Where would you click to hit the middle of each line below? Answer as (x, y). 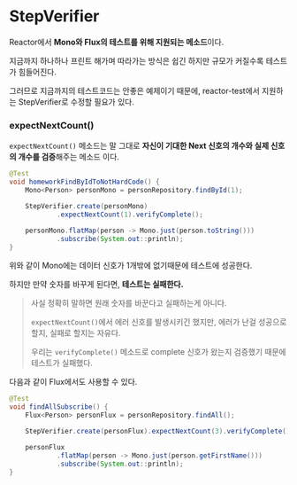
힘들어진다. (38, 72)
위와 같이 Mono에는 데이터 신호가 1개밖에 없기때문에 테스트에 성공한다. (131, 266)
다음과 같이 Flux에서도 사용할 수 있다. (73, 382)
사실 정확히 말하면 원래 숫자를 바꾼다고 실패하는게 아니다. (129, 303)
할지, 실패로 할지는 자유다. (76, 333)
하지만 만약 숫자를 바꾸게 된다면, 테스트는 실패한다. (96, 285)
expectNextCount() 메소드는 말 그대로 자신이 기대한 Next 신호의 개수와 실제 (139, 146)
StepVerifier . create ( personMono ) (87, 206)
